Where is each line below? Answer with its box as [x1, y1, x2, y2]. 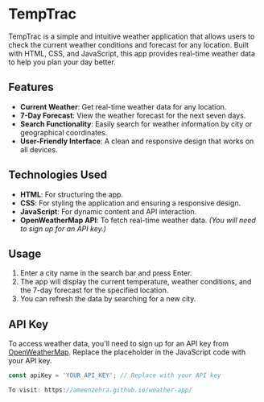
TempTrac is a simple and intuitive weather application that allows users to [8, 31, 255, 41]
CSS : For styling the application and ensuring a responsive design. [19, 198, 241, 208]
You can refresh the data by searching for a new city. [19, 294, 196, 304]
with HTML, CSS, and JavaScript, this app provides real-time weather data [8, 48, 256, 58]
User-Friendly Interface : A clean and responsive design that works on [19, 136, 254, 146]
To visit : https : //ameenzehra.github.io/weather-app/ [8, 386, 193, 395]
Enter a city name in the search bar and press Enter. [19, 268, 192, 278]
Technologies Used [8, 168, 107, 182]
